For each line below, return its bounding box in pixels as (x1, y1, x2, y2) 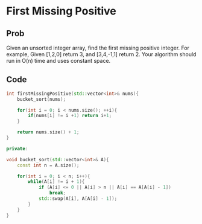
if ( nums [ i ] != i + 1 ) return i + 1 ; (28, 113, 112, 119)
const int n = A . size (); (17, 162, 80, 168)
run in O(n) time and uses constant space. (6, 57, 111, 64)
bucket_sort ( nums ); (17, 96, 66, 102)
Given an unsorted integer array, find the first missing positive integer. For (6, 44, 190, 51)
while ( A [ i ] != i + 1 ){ (28, 179, 85, 185)
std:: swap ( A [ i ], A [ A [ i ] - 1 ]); (38, 196, 118, 202)
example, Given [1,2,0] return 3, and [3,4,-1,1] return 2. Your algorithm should (6, 51, 197, 58)
